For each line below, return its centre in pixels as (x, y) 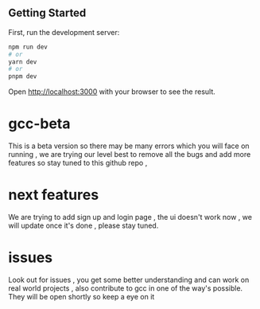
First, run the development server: (64, 32)
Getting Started (47, 13)
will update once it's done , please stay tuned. (83, 225)
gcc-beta (39, 124)
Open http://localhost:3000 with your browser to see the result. (112, 92)
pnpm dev (23, 76)
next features (54, 195)
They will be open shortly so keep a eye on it (81, 297)
